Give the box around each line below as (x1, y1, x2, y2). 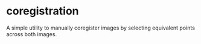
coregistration (6, 4, 79, 18)
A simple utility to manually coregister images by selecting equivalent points (6, 24, 195, 31)
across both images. (6, 30, 57, 37)
